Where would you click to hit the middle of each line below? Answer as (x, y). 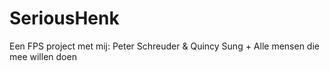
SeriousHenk (64, 18)
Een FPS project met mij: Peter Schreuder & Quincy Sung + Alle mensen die (164, 46)
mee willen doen (43, 56)
